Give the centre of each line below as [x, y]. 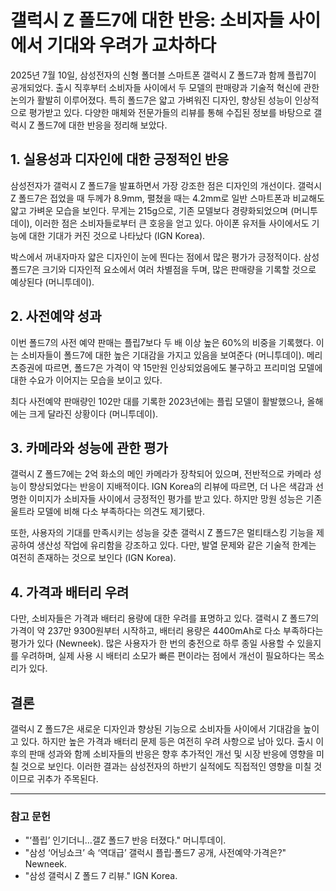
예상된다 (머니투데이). [52, 282]
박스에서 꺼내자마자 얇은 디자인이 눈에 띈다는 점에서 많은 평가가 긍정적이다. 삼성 [165, 257]
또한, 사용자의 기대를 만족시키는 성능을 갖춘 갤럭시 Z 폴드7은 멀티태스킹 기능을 [162, 533]
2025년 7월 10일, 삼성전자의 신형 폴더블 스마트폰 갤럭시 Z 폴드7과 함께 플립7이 [163, 75]
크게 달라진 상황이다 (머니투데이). [93, 413]
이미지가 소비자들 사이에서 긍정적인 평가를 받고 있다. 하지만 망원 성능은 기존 [175, 499]
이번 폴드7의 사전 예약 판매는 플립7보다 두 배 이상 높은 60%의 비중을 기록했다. [162, 342]
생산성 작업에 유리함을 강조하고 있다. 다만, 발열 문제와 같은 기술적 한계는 [176, 545]
